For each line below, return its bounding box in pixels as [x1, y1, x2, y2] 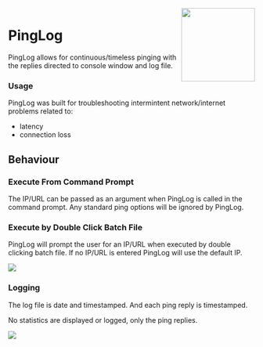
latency [19, 121, 44, 132]
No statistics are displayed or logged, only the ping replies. [8, 315, 198, 324]
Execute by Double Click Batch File [8, 222, 143, 233]
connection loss [19, 130, 72, 139]
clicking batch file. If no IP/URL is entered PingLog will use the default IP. [8, 248, 243, 258]
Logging [8, 282, 41, 293]
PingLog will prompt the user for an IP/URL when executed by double [8, 240, 231, 249]
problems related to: [8, 107, 74, 116]
